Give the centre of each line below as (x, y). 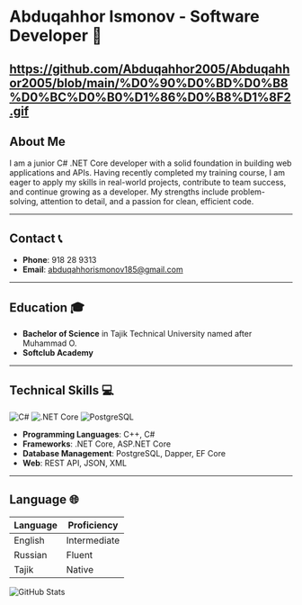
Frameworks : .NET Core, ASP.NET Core (97, 444)
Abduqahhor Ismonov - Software (134, 17)
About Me (37, 141)
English (29, 540)
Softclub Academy (58, 353)
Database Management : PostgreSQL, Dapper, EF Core (124, 453)
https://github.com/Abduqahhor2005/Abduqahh (150, 69)
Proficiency (93, 525)
